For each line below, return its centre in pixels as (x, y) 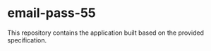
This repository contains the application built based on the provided (106, 33)
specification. (27, 40)
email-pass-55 (52, 13)
